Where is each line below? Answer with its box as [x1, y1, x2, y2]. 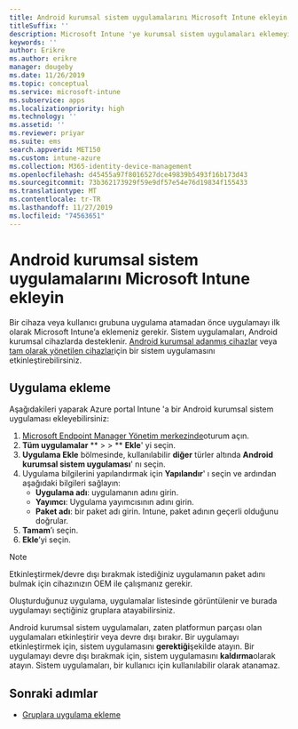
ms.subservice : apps [9, 95, 86, 105]
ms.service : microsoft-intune [9, 87, 122, 96]
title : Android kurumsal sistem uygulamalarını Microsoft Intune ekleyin [9, 12, 288, 22]
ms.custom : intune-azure [9, 153, 101, 163]
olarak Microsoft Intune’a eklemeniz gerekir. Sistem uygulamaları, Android [9, 326, 278, 337]
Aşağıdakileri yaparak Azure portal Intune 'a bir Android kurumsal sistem [9, 404, 274, 414]
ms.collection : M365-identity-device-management [9, 162, 192, 171]
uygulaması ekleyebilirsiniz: [9, 413, 109, 424]
